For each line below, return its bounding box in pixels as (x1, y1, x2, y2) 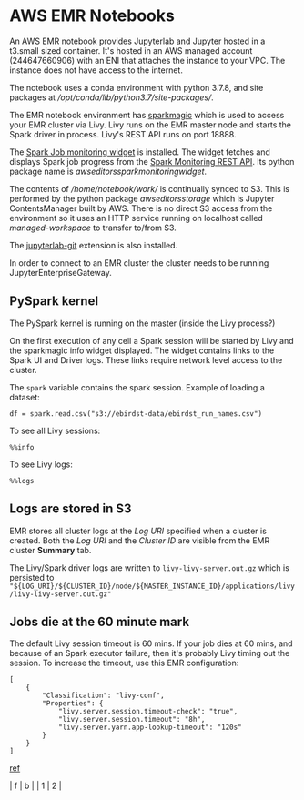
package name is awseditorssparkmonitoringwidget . (9, 166, 208, 177)
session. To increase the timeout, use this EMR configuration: (9, 657, 239, 669)
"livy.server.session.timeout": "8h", (57, 715, 206, 724)
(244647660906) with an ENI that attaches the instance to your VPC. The (9, 55, 286, 66)
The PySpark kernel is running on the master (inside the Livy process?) (9, 318, 276, 329)
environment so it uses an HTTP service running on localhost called (9, 212, 264, 223)
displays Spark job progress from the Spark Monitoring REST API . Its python (9, 156, 295, 167)
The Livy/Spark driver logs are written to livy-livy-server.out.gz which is (9, 562, 289, 573)
